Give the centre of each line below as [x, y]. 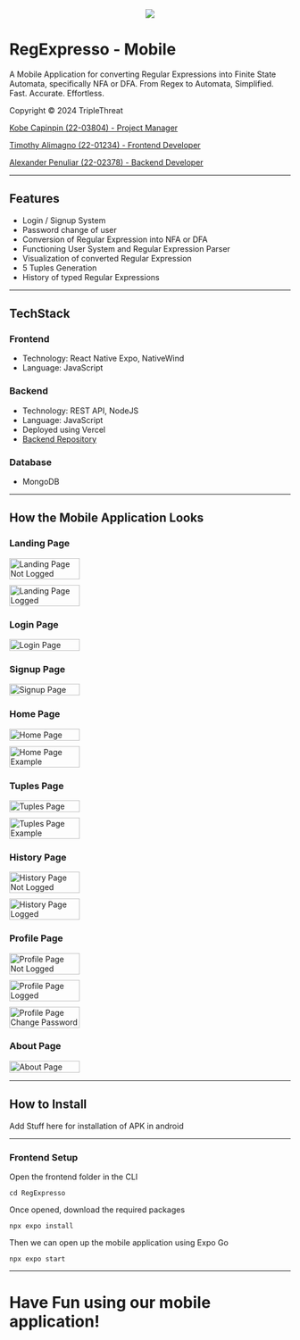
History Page [38, 857]
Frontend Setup [44, 1157]
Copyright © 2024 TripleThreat [66, 110]
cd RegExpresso [37, 1193]
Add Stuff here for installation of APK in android [97, 1126]
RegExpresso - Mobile [93, 50]
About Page [35, 1046]
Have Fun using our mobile [110, 1303]
